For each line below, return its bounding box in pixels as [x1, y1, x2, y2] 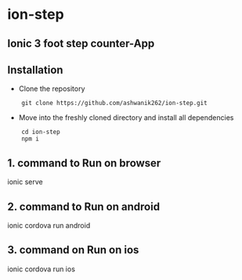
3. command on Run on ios [7, 243, 139, 256]
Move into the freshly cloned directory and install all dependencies [18, 113, 234, 122]
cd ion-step [21, 128, 60, 136]
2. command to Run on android [7, 200, 161, 213]
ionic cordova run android [7, 221, 91, 231]
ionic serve [7, 177, 44, 187]
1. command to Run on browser [7, 156, 161, 169]
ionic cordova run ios [7, 264, 76, 274]
